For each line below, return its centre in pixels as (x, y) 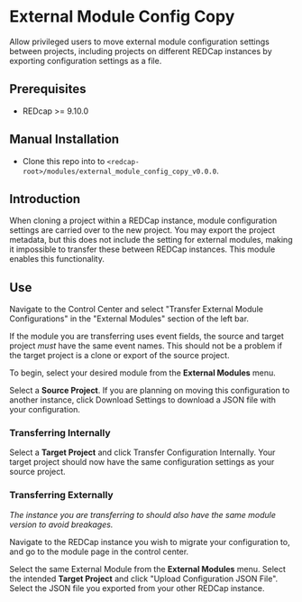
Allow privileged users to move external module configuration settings (140, 42)
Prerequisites (48, 89)
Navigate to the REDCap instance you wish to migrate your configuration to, (150, 542)
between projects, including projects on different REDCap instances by (141, 51)
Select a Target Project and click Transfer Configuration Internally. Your (142, 452)
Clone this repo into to (64, 161)
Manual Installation (64, 139)
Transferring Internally (60, 433)
